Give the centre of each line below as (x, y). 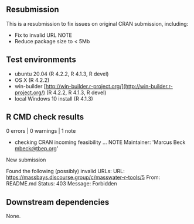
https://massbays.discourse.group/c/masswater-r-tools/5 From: (83, 177)
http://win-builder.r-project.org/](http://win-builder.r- (109, 86)
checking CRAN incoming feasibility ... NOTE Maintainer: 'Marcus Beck (100, 142)
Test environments (41, 60)
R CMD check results (45, 117)
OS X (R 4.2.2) (32, 80)
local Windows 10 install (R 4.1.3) (54, 98)
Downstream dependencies (58, 202)
